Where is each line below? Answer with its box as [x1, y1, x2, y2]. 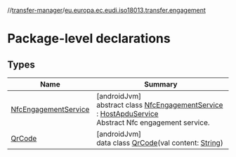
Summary [143, 80, 178, 89]
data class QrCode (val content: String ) [96, 138, 223, 147]
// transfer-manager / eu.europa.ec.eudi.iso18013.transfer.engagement [7, 6, 206, 14]
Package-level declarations [7, 31, 171, 46]
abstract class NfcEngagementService [96, 100, 223, 110]
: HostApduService [96, 109, 159, 118]
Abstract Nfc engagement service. [96, 118, 210, 127]
